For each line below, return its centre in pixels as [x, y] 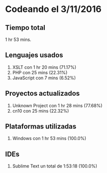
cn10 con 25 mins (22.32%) [41, 111]
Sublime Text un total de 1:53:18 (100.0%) [55, 166]
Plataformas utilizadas [41, 126]
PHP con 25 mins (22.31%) [40, 72]
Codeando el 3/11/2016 [53, 9]
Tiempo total [25, 28]
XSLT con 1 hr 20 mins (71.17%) [44, 67]
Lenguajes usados [34, 55]
